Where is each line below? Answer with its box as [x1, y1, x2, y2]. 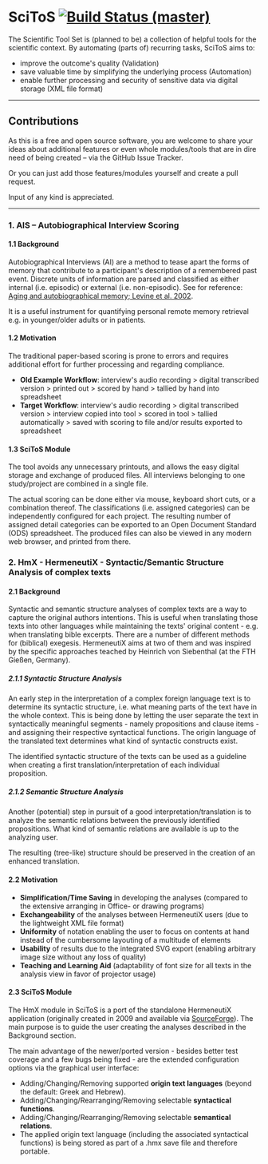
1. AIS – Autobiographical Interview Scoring [8, 220, 179, 231]
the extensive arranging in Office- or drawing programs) [19, 901, 205, 911]
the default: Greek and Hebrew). [19, 1087, 126, 1096]
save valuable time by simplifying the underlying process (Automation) [19, 66, 252, 76]
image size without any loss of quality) [19, 951, 147, 962]
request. [8, 177, 36, 186]
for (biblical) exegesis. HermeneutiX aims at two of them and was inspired [8, 638, 251, 648]
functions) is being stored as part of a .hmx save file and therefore [19, 1138, 238, 1147]
